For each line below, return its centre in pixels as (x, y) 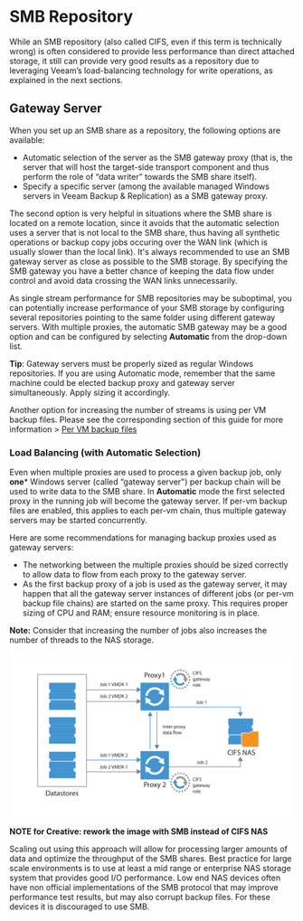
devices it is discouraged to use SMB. (80, 907)
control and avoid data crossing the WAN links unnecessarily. (123, 280)
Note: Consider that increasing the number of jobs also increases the (138, 631)
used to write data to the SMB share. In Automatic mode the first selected (147, 492)
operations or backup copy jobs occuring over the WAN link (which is (139, 242)
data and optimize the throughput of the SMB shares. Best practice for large (151, 859)
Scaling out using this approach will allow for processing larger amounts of (148, 849)
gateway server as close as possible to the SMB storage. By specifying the (148, 261)
